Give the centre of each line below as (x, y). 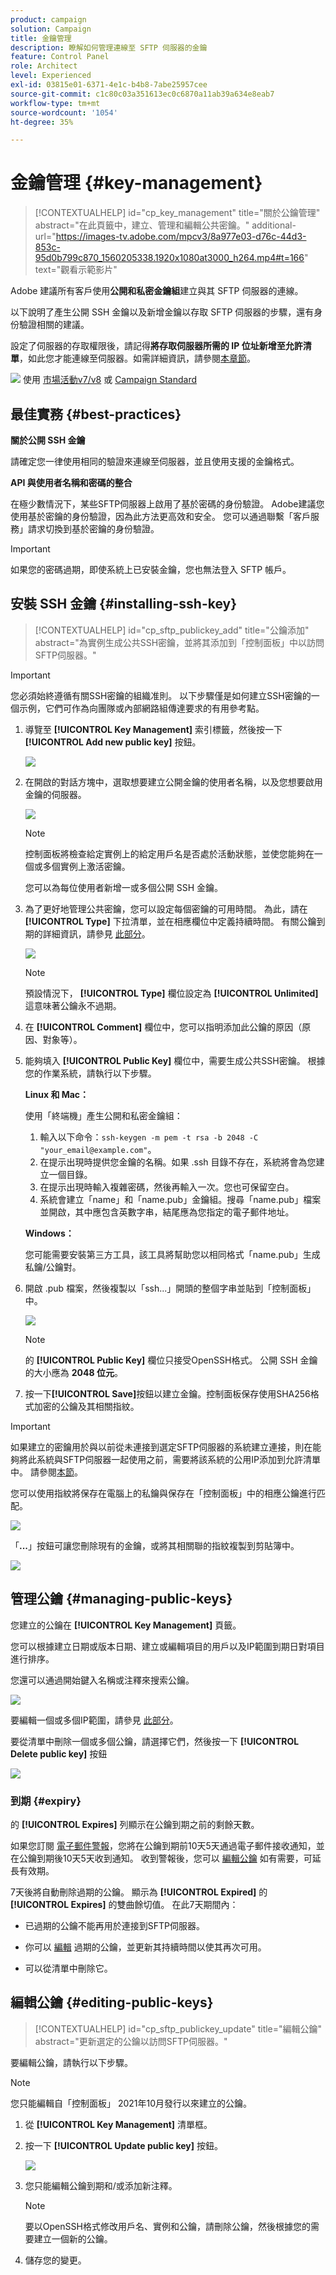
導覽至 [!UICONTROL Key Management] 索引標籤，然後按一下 (153, 729)
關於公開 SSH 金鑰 (48, 440)
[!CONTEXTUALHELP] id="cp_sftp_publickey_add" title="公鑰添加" (172, 630)
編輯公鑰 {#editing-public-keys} (112, 2002)
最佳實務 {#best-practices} (96, 414)
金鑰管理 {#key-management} (136, 183)
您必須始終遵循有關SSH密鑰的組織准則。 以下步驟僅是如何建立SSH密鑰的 (161, 695)
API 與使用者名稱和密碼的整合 (71, 482)
